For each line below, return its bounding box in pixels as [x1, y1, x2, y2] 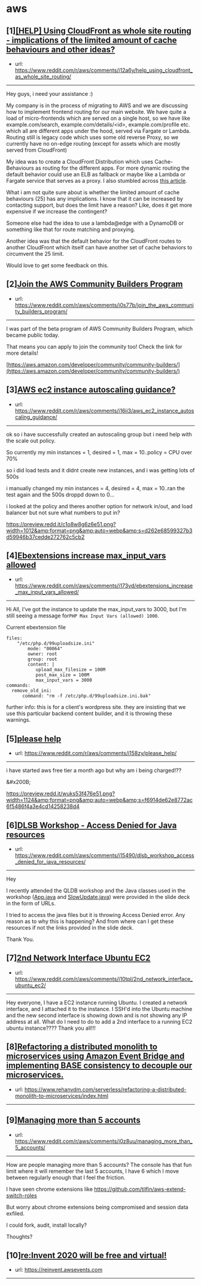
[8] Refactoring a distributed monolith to [6, 1042, 157, 1052]
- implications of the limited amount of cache [6, 35, 177, 45]
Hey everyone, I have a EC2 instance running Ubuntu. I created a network [6, 999, 188, 1006]
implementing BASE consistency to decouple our [6, 1060, 193, 1071]
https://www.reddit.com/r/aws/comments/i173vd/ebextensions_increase [14, 582, 193, 589]
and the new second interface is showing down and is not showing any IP [6, 1012, 187, 1019]
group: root [28, 656, 58, 662]
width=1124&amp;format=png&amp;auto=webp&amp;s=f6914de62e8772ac [6, 797, 193, 804]
